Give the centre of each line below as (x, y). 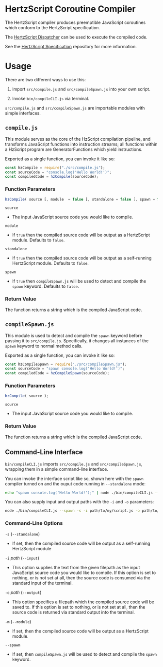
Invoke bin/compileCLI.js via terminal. (51, 98)
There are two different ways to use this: (45, 79)
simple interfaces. (23, 113)
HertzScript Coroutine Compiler (70, 9)
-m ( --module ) (18, 621)
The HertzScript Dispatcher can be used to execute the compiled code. (76, 37)
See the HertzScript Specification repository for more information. (71, 46)
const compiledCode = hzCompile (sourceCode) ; (52, 177)
